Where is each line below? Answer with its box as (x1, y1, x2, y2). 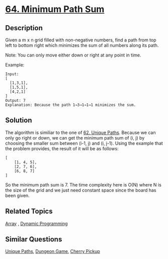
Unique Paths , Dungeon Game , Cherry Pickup (5, 248, 101, 254)
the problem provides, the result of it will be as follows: (5, 145, 119, 152)
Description (5, 24, 43, 32)
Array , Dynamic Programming (5, 220, 68, 226)
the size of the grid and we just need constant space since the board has (5, 187, 156, 193)
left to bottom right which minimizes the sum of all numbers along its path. (5, 42, 159, 48)
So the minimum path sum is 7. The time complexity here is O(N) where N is (5, 181, 162, 187)
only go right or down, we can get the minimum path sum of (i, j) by (5, 135, 145, 141)
